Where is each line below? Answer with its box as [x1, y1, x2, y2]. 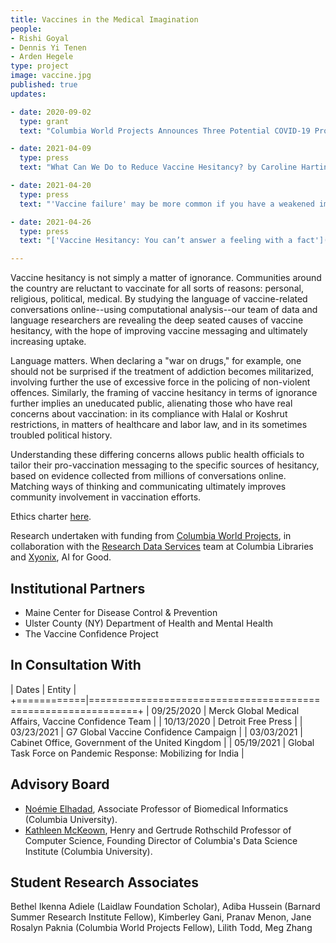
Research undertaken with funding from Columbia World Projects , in [10, 530, 292, 542]
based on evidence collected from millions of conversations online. [10, 470, 287, 482]
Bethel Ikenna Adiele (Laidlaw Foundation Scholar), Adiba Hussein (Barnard [10, 901, 321, 913]
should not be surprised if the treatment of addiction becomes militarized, [10, 366, 315, 378]
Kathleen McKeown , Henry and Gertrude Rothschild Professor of [24, 824, 292, 836]
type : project [10, 61, 70, 71]
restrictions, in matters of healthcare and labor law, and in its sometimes [10, 419, 308, 431]
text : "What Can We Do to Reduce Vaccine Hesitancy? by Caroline [19, 162, 298, 173]
